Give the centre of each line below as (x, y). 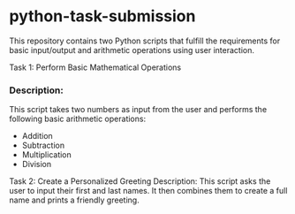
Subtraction (43, 145)
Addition (37, 136)
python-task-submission (102, 16)
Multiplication (47, 155)
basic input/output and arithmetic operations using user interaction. (132, 50)
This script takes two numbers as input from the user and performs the (138, 110)
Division (36, 164)
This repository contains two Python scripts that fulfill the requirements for (145, 41)
